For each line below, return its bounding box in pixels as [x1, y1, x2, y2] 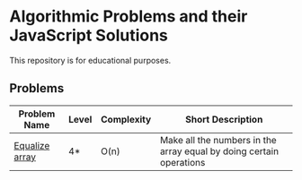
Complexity [100, 113, 152, 125]
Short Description [185, 113, 263, 125]
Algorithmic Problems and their [9, 6, 248, 27]
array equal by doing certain [160, 145, 280, 158]
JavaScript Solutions [9, 25, 169, 46]
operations [160, 156, 206, 168]
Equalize [13, 139, 50, 151]
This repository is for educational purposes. [9, 55, 172, 65]
